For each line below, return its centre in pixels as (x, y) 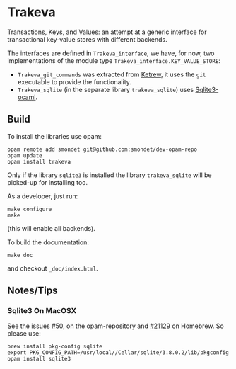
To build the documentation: (48, 242)
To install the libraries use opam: (55, 136)
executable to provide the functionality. (75, 81)
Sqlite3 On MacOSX (42, 311)
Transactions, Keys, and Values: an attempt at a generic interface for (107, 32)
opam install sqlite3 (39, 359)
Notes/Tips (33, 291)
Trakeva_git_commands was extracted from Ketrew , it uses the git (112, 74)
